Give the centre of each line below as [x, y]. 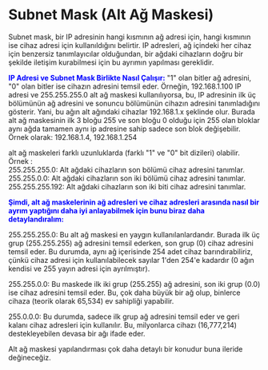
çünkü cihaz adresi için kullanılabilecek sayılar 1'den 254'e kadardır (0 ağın [131, 260]
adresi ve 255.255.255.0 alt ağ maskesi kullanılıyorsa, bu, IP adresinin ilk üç [132, 94]
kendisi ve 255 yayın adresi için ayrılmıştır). [79, 269]
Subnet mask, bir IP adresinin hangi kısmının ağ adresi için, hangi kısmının [130, 37]
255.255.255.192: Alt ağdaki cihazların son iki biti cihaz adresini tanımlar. [127, 186]
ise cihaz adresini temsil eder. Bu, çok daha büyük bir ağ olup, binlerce [125, 292]
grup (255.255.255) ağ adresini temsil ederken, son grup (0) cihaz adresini [131, 243]
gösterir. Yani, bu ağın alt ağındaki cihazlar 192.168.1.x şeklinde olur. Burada [132, 111]
